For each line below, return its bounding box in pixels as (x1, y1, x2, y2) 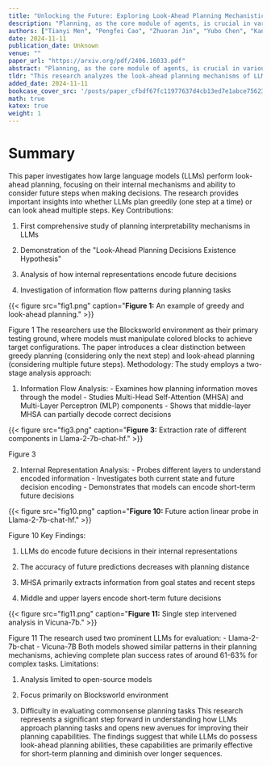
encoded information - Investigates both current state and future (19, 473, 236, 483)
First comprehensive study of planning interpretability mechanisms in (19, 221, 251, 230)
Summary (8, 145, 75, 162)
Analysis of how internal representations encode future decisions (19, 269, 237, 279)
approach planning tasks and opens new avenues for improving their (19, 722, 248, 732)
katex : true (8, 102, 48, 110)
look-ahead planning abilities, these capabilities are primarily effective (19, 740, 253, 750)
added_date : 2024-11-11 (8, 79, 89, 87)
